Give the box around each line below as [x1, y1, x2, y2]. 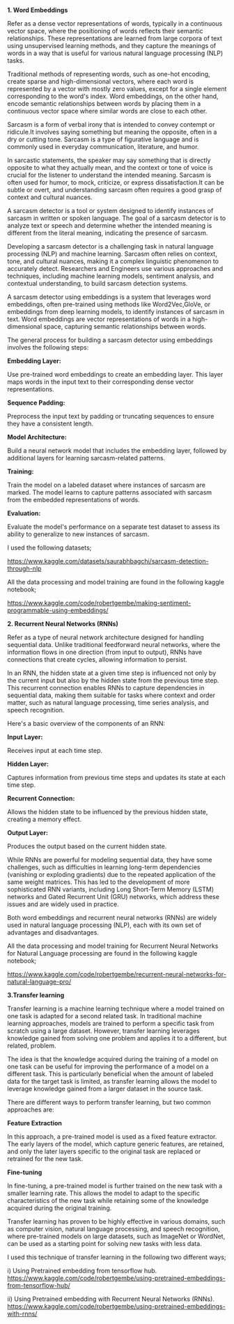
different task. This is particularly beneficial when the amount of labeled [7, 1070, 214, 1078]
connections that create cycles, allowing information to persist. [7, 655, 188, 664]
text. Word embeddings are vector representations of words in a [7, 315, 192, 323]
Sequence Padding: [7, 398, 65, 407]
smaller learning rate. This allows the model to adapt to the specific [7, 1189, 201, 1197]
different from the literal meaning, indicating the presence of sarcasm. [7, 229, 208, 237]
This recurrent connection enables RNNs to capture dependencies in [7, 684, 205, 692]
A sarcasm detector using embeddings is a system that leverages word [7, 293, 211, 301]
